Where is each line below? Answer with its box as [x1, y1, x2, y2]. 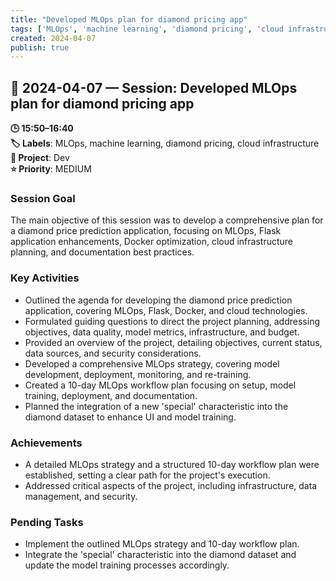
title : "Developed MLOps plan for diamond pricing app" [10, 14, 248, 25]
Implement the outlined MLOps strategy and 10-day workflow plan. [24, 538, 300, 550]
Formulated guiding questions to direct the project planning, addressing [24, 315, 320, 327]
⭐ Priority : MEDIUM [10, 163, 92, 175]
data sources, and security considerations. [24, 347, 202, 359]
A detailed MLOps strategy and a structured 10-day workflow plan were [24, 458, 320, 470]
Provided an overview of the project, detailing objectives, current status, [24, 336, 323, 348]
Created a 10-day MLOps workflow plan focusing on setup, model [24, 379, 297, 391]
